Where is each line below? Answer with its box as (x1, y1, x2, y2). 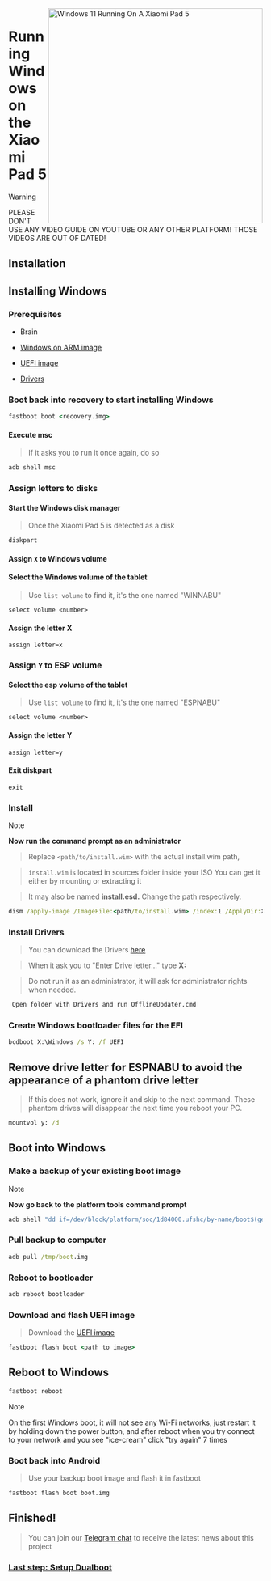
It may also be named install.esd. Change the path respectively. (27, 892, 242, 901)
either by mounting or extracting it (27, 876, 142, 886)
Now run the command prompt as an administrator (8, 837, 181, 846)
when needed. (27, 985, 77, 994)
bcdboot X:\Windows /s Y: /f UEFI (8, 1038, 125, 1046)
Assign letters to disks (8, 483, 98, 494)
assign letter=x (8, 641, 63, 650)
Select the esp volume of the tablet (8, 680, 128, 689)
